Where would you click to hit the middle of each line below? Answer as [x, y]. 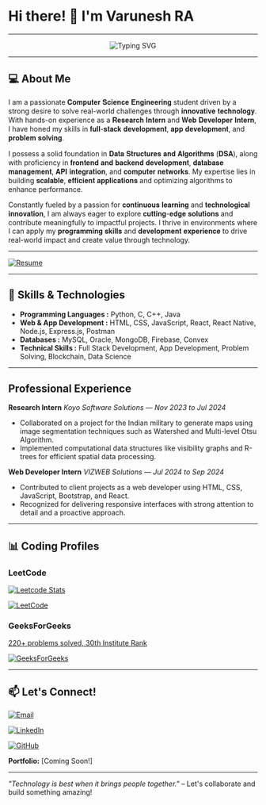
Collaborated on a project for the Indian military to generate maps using [136, 423]
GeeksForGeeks [40, 626]
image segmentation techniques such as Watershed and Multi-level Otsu [138, 431]
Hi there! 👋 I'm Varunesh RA [101, 16]
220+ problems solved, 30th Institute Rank [78, 643]
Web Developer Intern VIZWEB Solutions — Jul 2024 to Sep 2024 [116, 472]
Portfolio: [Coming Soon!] [51, 761]
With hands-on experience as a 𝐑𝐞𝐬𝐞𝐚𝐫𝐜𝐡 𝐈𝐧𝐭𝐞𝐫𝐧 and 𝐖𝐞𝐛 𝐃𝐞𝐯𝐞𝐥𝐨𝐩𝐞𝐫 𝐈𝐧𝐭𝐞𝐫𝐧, [133, 120]
